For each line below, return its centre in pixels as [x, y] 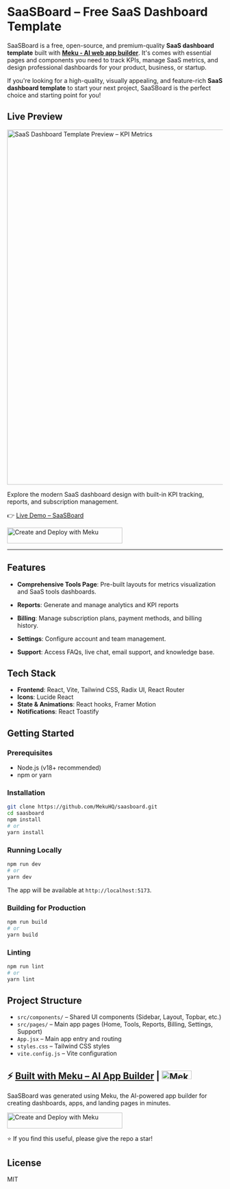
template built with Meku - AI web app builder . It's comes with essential [109, 53]
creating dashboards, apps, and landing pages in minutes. [89, 1103]
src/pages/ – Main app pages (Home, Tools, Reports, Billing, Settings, [115, 1025]
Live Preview [35, 117]
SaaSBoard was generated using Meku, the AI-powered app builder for [107, 1096]
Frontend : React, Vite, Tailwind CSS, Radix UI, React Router [101, 690]
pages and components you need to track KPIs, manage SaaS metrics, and [113, 60]
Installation [26, 792]
